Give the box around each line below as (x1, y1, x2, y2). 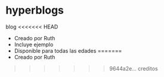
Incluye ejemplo (14, 41, 54, 48)
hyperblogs (5, 4, 64, 17)
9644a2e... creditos (109, 65, 159, 72)
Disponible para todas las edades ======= (14, 47, 122, 54)
